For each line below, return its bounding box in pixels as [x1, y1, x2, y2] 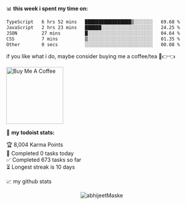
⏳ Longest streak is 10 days [6, 163, 75, 171]
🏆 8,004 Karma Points [6, 141, 64, 149]
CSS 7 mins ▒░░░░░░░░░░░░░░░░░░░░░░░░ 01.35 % [6, 36, 181, 42]
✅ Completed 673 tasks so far [6, 156, 82, 164]
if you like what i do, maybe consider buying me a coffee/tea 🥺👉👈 [6, 53, 176, 60]
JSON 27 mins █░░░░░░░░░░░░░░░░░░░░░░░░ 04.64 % [6, 30, 181, 36]
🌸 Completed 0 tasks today [6, 150, 74, 157]
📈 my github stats [6, 178, 52, 185]
